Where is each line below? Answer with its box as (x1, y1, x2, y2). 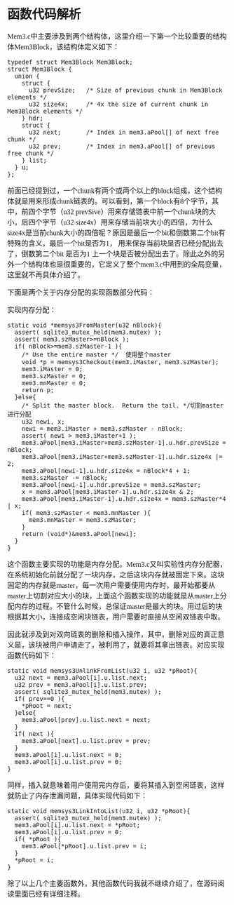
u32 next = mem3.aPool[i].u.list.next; (14, 673, 148, 681)
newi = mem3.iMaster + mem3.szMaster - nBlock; (21, 424, 184, 432)
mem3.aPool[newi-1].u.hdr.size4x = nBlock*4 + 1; (21, 467, 191, 474)
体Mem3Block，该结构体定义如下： (7, 43, 120, 51)
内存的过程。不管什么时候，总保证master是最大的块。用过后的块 (14, 602, 223, 610)
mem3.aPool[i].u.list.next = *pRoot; (14, 821, 140, 829)
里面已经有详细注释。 (14, 890, 85, 898)
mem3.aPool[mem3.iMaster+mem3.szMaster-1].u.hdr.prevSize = (21, 438, 226, 446)
